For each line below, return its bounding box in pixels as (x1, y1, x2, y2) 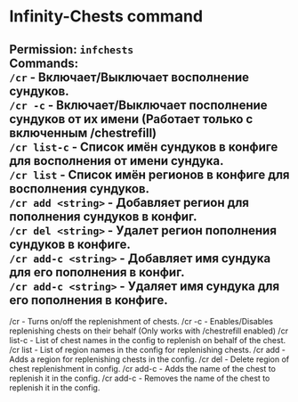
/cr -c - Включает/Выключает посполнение (9, 97, 269, 112)
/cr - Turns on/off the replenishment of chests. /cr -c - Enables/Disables (9, 316, 274, 326)
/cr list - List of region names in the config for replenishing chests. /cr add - (9, 345, 286, 355)
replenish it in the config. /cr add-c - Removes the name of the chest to (9, 373, 270, 383)
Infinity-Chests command (9, 6, 203, 27)
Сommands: (9, 55, 79, 70)
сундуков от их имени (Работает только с (9, 111, 254, 127)
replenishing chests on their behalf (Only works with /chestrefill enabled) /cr (9, 325, 289, 336)
